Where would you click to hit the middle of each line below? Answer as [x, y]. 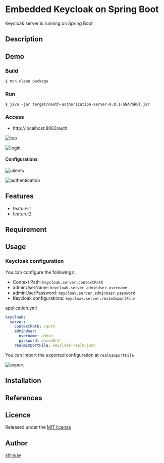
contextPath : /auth [35, 327]
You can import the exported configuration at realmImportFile [70, 355]
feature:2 [22, 214]
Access [15, 117]
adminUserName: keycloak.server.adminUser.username [70, 287]
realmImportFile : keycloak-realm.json [55, 345]
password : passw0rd [39, 341]
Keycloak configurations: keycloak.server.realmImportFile [74, 298]
